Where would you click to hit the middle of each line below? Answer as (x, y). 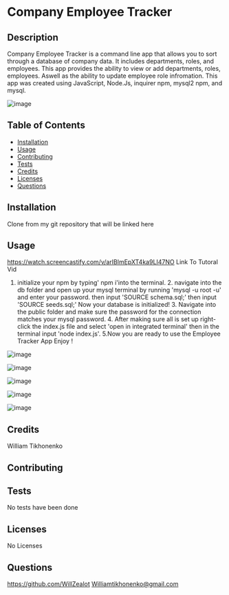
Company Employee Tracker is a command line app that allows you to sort (112, 54)
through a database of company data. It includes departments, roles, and (111, 61)
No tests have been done (43, 508)
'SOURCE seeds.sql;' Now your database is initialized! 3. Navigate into (117, 305)
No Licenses (25, 546)
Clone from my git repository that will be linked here (80, 224)
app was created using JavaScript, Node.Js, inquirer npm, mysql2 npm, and (115, 83)
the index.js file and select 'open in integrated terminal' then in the (126, 327)
